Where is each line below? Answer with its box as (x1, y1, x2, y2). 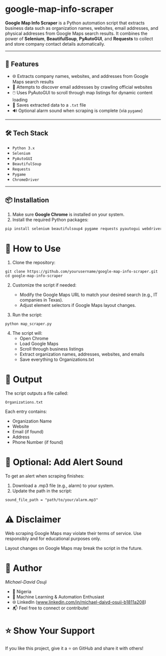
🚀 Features (5, 60, 39, 68)
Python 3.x (12, 145, 35, 151)
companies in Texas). (19, 297, 63, 303)
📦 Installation (5, 196, 49, 204)
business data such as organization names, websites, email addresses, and (5, 25, 159, 31)
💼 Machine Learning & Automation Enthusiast (12, 594, 105, 599)
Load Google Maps (19, 341, 59, 347)
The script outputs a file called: (5, 390, 68, 396)
